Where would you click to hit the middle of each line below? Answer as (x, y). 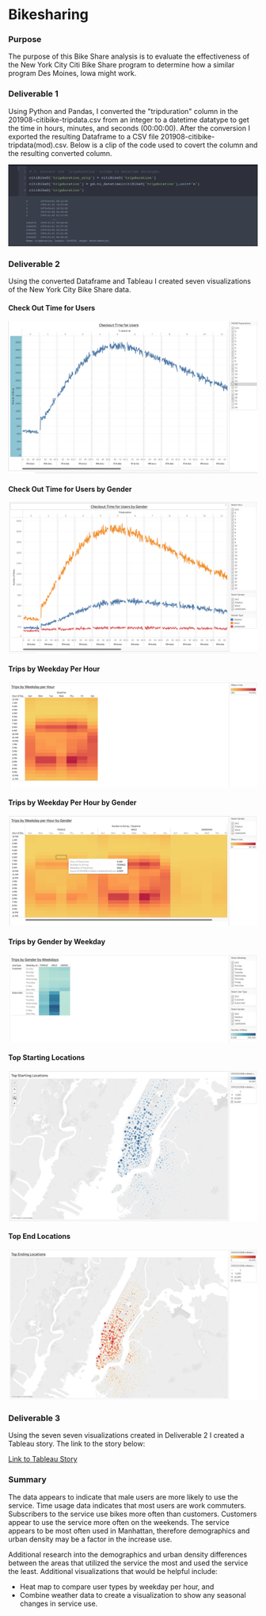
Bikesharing (49, 15)
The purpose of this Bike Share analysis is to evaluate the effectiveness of (129, 56)
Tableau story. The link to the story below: (77, 1444)
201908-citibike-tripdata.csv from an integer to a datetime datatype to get (129, 120)
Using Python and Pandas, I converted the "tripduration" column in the (123, 111)
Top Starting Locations (47, 1058)
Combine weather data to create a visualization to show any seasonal (133, 1595)
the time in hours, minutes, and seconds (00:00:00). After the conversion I (129, 128)
